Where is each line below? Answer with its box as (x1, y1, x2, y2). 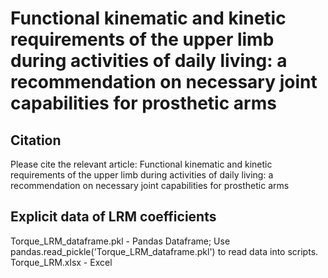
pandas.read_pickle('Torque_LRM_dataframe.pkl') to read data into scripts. (10, 245, 319, 257)
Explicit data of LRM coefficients (10, 208, 217, 226)
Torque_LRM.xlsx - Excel (10, 256, 113, 268)
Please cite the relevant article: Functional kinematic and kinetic (10, 158, 273, 170)
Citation (10, 132, 62, 149)
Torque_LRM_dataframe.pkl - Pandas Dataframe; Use (10, 235, 231, 247)
